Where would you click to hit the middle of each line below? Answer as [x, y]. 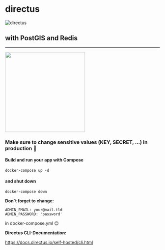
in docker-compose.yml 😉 [32, 223]
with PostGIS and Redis [41, 38]
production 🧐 [21, 148]
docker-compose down [26, 192]
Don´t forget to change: [29, 201]
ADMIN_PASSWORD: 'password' [34, 214]
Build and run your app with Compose [44, 160]
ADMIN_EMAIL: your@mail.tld [34, 210]
